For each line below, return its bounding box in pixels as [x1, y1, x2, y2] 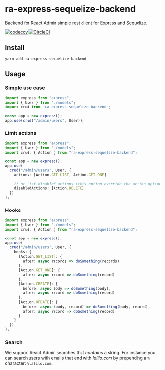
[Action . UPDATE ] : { [18, 299, 58, 305]
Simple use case [5, 84, 45, 91]
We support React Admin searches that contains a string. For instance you [5, 350, 156, 356]
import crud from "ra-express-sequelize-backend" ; [5, 105, 111, 110]
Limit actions [5, 130, 37, 136]
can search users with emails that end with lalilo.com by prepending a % [5, 355, 150, 361]
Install [5, 43, 25, 52]
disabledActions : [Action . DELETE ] [14, 186, 84, 191]
